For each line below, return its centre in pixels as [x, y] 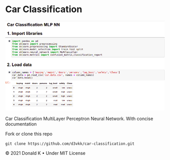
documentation [21, 124]
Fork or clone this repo [29, 134]
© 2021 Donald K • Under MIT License [46, 153]
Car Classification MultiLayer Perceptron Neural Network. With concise [79, 118]
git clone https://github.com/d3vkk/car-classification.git [70, 144]
